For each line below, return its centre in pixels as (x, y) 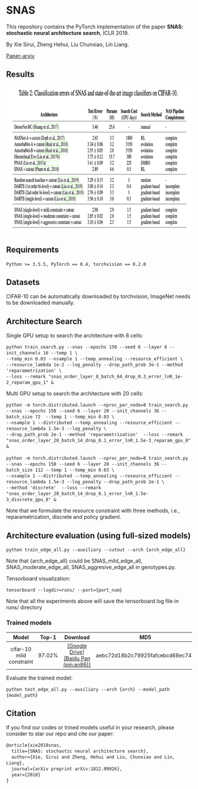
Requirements (32, 250)
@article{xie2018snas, (34, 745)
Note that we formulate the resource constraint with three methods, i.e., (93, 511)
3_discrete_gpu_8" (29, 500)
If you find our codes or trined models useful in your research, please (90, 728)
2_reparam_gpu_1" (27, 383)
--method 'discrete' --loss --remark (54, 488)
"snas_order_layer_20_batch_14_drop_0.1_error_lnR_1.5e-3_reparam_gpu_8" (99, 441)
